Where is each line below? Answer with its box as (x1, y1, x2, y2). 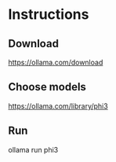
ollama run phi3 (8, 145, 59, 154)
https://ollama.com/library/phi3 (8, 101, 108, 111)
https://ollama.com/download (8, 57, 103, 67)
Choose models (8, 80, 86, 94)
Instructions (8, 6, 89, 24)
